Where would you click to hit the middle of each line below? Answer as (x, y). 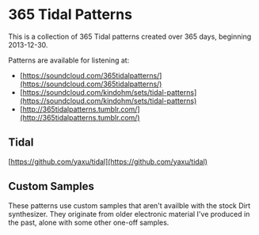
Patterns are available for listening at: (69, 60)
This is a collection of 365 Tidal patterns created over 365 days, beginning (130, 36)
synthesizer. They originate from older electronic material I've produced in (129, 214)
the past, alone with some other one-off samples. (89, 222)
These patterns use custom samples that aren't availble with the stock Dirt (129, 205)
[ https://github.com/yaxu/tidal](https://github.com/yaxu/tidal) (108, 161)
